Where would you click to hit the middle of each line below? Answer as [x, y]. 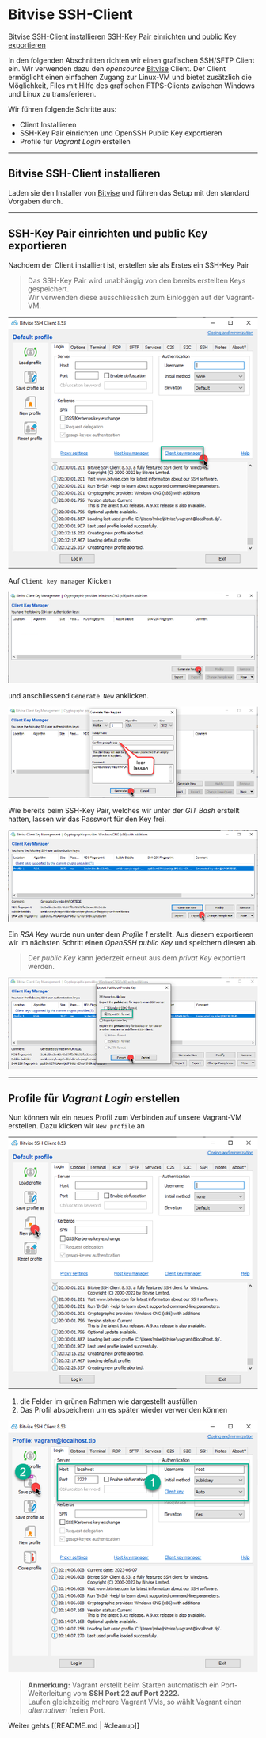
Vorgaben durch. [36, 201]
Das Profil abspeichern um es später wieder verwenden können [123, 1410]
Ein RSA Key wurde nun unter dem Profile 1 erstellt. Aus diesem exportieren [131, 934]
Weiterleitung [49, 1694]
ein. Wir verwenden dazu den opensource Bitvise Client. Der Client [117, 68]
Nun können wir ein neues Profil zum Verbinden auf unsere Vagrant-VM [125, 1117]
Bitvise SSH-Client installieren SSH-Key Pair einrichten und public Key [122, 36]
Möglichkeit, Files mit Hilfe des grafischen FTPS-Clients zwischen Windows [131, 86]
